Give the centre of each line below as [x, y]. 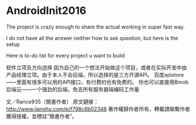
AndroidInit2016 [46, 11]
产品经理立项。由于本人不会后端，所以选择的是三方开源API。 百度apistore [95, 74]
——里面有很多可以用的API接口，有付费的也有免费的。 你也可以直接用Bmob [97, 82]
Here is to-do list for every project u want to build [65, 55]
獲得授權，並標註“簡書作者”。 [42, 116]
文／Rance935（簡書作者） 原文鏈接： [52, 101]
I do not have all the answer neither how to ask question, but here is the [92, 38]
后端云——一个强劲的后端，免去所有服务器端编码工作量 [73, 89]
